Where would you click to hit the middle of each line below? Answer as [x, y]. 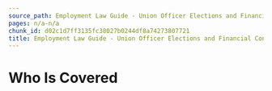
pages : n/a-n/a [34, 23]
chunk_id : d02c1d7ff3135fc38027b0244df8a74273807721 [99, 31]
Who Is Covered [63, 78]
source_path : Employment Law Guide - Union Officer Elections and [123, 16]
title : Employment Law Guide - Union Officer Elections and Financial [130, 38]
